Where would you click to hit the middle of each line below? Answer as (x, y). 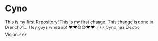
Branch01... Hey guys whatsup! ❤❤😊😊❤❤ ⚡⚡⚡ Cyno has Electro (72, 27)
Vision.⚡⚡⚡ (16, 34)
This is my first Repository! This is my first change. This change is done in (79, 22)
